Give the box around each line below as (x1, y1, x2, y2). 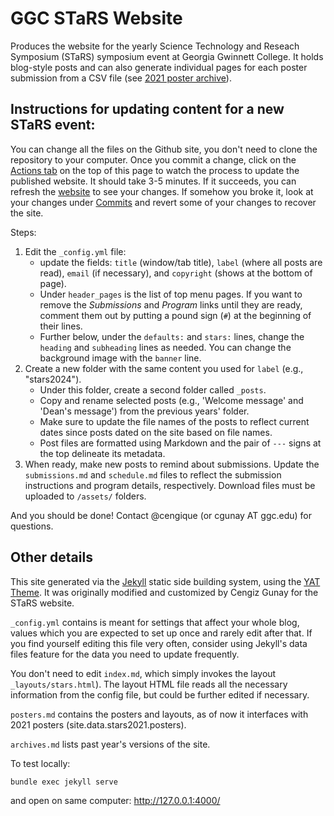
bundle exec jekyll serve (10, 777, 118, 787)
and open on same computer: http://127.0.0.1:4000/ (10, 795, 221, 807)
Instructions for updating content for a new (10, 101, 285, 118)
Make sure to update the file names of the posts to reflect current (39, 415, 310, 427)
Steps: (10, 226, 37, 238)
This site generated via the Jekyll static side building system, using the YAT (10, 575, 321, 587)
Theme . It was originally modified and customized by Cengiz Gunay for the (10, 586, 319, 598)
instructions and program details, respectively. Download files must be (24, 479, 316, 491)
